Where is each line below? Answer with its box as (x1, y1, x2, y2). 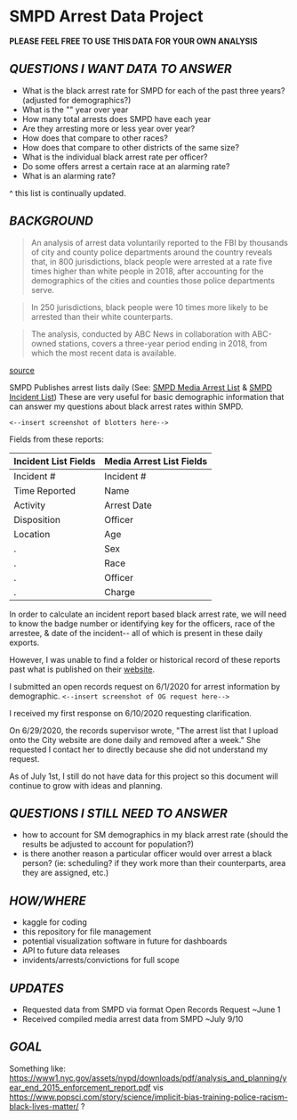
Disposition (13, 513, 60, 526)
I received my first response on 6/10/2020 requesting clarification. (9, 707, 252, 718)
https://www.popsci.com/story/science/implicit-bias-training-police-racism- (9, 1091, 289, 1102)
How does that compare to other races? (21, 132, 169, 143)
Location (13, 527, 51, 540)
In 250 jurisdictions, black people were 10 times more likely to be (30, 301, 269, 313)
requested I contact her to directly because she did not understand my (9, 744, 269, 755)
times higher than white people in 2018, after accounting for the (30, 266, 264, 276)
